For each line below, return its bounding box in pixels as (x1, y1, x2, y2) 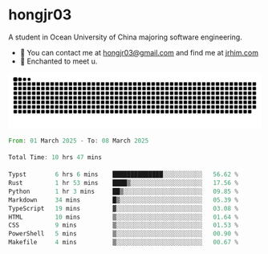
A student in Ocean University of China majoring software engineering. (8, 32, 242, 42)
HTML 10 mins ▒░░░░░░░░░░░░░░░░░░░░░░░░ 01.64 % (8, 213, 239, 221)
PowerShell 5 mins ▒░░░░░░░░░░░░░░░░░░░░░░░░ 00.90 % (8, 230, 239, 238)
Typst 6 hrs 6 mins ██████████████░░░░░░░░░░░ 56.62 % (8, 170, 239, 178)
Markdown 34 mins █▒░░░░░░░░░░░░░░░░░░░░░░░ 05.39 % (8, 195, 239, 204)
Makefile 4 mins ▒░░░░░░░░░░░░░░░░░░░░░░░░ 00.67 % (8, 239, 239, 247)
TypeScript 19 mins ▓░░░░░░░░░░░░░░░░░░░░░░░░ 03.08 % (8, 204, 239, 212)
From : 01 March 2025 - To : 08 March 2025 (8, 137, 149, 145)
